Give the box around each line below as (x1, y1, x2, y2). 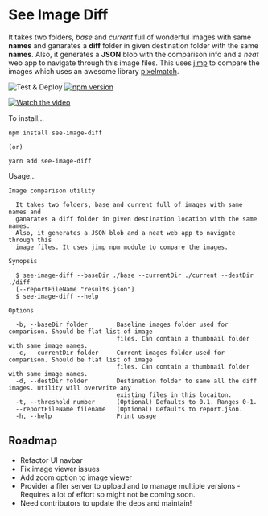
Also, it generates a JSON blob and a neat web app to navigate (15, 229, 236, 237)
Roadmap (8, 434, 58, 448)
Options (8, 306, 35, 315)
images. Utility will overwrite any (8, 384, 131, 392)
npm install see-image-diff (8, 129, 103, 137)
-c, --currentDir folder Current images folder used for (15, 349, 225, 357)
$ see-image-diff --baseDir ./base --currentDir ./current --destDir (15, 271, 254, 279)
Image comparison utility (8, 187, 95, 195)
